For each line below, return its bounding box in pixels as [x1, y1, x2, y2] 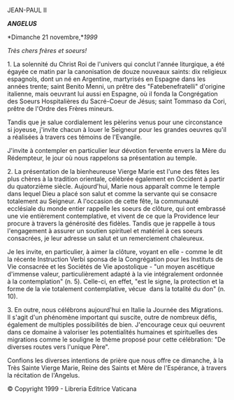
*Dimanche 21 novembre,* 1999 [7, 33, 98, 41]
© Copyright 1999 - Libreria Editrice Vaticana [7, 385, 138, 393]
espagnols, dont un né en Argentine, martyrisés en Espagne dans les [7, 75, 206, 83]
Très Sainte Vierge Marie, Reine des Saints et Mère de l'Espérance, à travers [7, 364, 227, 372]
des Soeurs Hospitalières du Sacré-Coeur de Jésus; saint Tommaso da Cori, [7, 97, 227, 105]
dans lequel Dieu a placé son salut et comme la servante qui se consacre [7, 190, 218, 198]
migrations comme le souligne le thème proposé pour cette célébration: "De [7, 335, 226, 343]
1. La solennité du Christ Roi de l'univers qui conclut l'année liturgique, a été [7, 60, 225, 68]
